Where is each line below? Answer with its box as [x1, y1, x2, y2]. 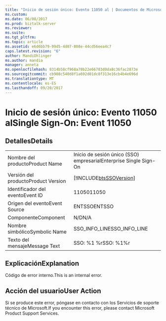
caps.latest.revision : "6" [5, 48, 61, 53]
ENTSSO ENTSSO [73, 203, 114, 210]
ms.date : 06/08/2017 [5, 16, 48, 21]
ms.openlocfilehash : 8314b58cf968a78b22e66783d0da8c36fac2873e [5, 67, 138, 72]
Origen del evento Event [7, 200, 62, 207]
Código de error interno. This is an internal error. [5, 273, 103, 278]
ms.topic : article [5, 40, 43, 45]
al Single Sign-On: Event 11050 [5, 117, 132, 129]
